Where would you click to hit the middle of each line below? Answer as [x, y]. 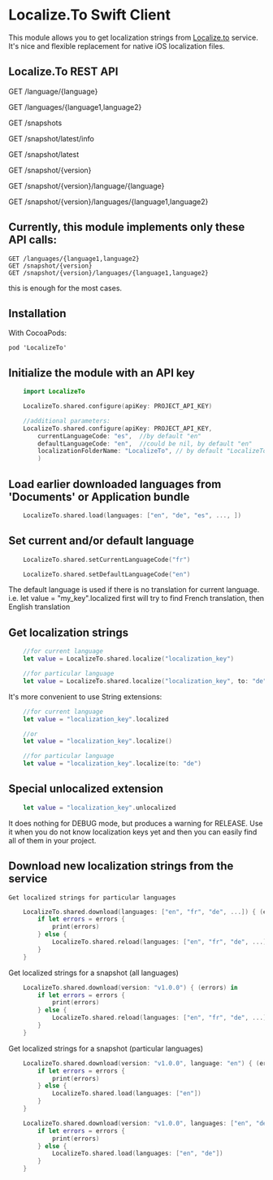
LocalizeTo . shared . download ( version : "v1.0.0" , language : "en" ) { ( [141, 1063]
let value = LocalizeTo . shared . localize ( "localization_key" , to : [136, 681]
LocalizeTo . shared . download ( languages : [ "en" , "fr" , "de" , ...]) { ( [143, 912]
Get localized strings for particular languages [92, 897]
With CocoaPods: [38, 333]
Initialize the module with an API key [102, 373]
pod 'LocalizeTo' [38, 348]
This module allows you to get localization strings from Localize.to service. [133, 37]
